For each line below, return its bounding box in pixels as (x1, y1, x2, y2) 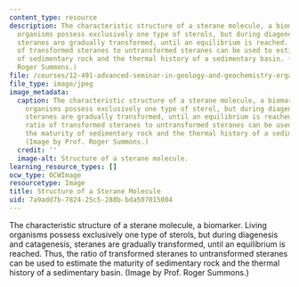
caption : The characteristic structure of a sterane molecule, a (17, 95, 265, 105)
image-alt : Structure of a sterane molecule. (17, 153, 190, 163)
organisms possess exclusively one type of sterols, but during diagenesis (9, 229, 279, 240)
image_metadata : (9, 87, 69, 96)
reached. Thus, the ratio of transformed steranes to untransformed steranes (9, 248, 288, 258)
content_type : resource (9, 12, 98, 22)
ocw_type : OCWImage (9, 170, 82, 179)
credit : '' (17, 145, 58, 154)
